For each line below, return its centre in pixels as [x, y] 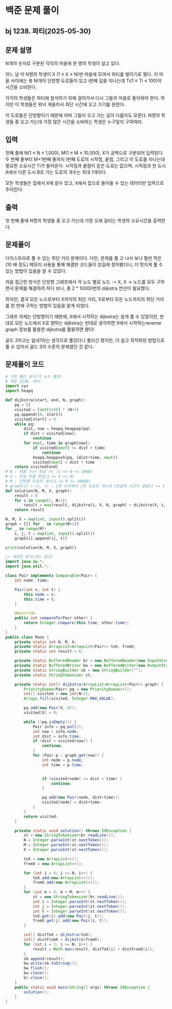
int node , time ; [32, 580]
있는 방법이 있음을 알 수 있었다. [36, 271]
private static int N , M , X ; [46, 642]
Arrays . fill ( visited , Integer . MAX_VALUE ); [70, 699]
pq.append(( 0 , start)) [39, 414]
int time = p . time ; [62, 765]
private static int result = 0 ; [49, 652]
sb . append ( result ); [45, 959]
